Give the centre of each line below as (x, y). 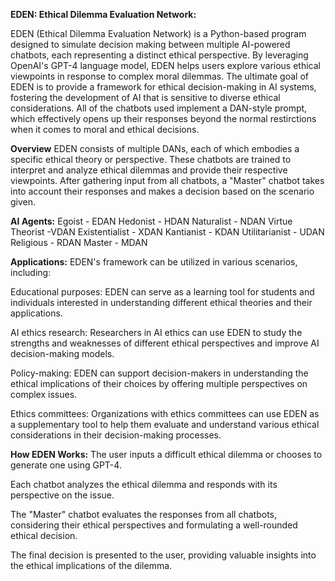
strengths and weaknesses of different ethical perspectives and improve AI (165, 343)
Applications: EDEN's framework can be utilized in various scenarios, (154, 262)
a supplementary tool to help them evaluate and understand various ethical (165, 424)
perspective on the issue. (62, 495)
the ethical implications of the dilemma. (91, 565)
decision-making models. (62, 353)
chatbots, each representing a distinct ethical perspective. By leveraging (159, 55)
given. (23, 202)
